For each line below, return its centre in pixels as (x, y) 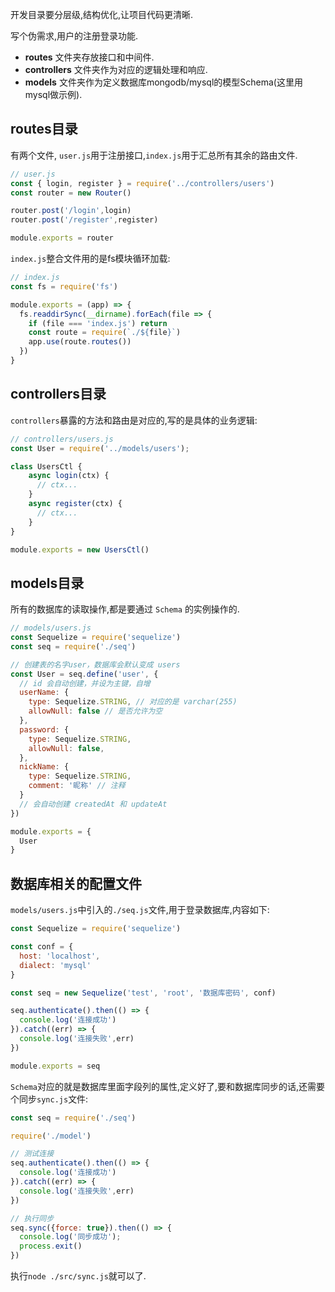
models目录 (47, 583)
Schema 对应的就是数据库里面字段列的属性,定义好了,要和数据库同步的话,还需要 (168, 1086)
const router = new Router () (71, 193)
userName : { (44, 693)
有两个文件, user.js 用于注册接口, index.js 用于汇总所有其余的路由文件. (154, 155)
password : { (44, 729)
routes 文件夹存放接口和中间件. (89, 57)
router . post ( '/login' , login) (71, 211)
